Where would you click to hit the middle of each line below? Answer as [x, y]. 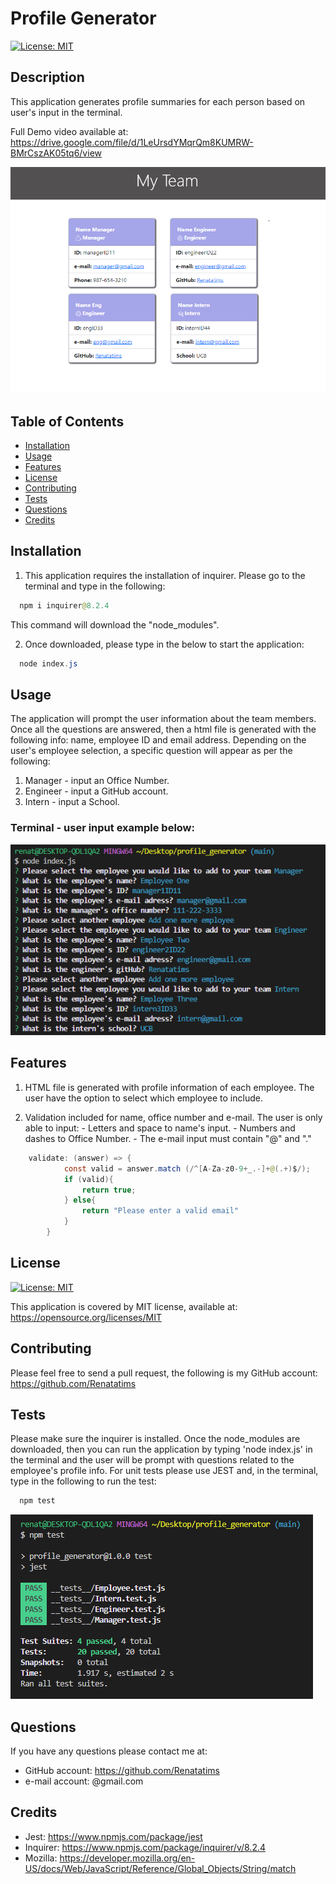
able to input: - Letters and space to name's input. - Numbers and [160, 1128]
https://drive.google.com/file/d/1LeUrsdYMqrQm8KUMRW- [132, 142]
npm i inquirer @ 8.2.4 [64, 605]
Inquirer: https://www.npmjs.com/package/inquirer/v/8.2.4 [145, 1847]
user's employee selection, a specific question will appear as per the [151, 751]
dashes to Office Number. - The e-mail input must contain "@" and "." [168, 1138]
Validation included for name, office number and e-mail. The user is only [173, 1117]
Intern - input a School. [72, 802]
